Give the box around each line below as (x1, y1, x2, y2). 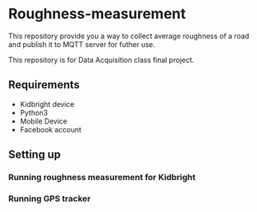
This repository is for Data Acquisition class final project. (8, 55, 195, 65)
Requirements (8, 78, 80, 92)
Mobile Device (19, 116, 68, 126)
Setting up (8, 148, 61, 162)
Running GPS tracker (8, 193, 91, 204)
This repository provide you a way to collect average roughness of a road (8, 31, 250, 41)
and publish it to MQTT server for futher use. (8, 39, 156, 49)
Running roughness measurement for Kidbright (8, 172, 196, 183)
